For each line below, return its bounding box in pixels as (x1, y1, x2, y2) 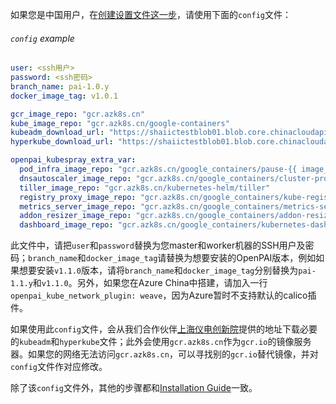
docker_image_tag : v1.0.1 (10, 91, 118, 101)
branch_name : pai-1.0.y (10, 81, 110, 92)
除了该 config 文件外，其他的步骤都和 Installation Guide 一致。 (10, 382, 258, 394)
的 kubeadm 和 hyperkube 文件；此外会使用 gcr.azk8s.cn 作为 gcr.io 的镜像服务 (10, 336, 312, 348)
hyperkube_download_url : (10, 137, 114, 147)
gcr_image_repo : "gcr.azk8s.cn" (10, 109, 145, 119)
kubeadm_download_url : (10, 128, 105, 138)
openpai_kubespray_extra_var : (10, 155, 137, 165)
